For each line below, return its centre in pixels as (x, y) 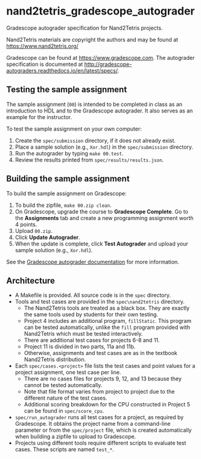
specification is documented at (45, 64)
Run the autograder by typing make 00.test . (69, 153)
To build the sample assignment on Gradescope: (66, 193)
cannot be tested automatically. (63, 385)
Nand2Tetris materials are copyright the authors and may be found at (92, 39)
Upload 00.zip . (34, 230)
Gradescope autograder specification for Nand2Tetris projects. (85, 28)
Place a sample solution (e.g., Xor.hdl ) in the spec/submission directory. (104, 147)
